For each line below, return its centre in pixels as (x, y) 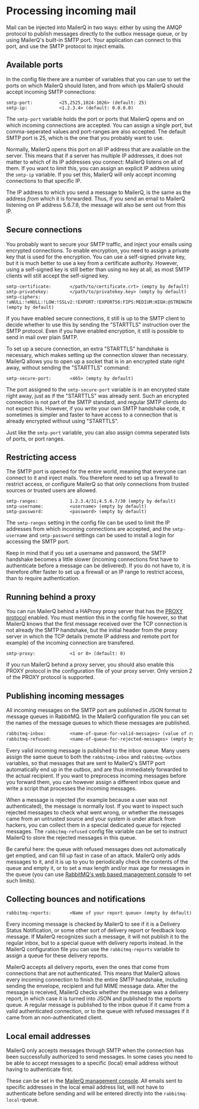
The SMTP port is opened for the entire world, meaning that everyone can (96, 471)
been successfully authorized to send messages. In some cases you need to (99, 1057)
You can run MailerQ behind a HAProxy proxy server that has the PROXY (94, 611)
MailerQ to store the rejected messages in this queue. (72, 837)
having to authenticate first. (40, 1069)
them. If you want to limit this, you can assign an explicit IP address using (95, 168)
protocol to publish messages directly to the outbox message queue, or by (97, 33)
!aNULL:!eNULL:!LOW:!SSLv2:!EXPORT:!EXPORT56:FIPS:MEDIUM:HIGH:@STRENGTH (99, 302)
